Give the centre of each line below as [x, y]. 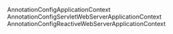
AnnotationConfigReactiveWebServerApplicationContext [86, 24]
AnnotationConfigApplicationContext [59, 10]
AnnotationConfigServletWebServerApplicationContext [84, 17]
